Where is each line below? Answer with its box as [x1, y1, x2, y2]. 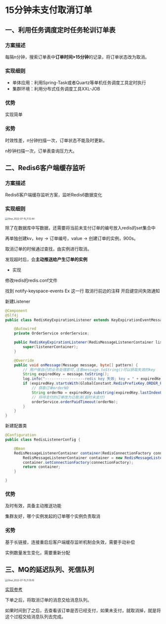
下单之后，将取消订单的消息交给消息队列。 [5, 597, 92, 603]
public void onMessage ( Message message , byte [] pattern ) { [14, 362, 138, 367]
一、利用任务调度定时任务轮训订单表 [5, 26, 116, 34]
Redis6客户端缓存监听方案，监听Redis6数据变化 [5, 192, 103, 198]
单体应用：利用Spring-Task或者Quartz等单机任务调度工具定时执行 [12, 80, 147, 86]
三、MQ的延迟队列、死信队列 [5, 565, 94, 574]
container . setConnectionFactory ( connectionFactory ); [23, 460, 134, 465]
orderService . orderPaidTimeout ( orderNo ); [31, 399, 119, 404]
